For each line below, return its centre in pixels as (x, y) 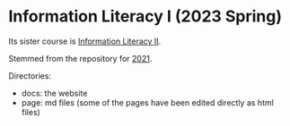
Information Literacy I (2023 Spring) (145, 17)
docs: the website (54, 93)
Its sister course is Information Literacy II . (85, 41)
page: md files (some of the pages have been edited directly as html (148, 102)
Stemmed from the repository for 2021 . (80, 58)
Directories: (30, 76)
